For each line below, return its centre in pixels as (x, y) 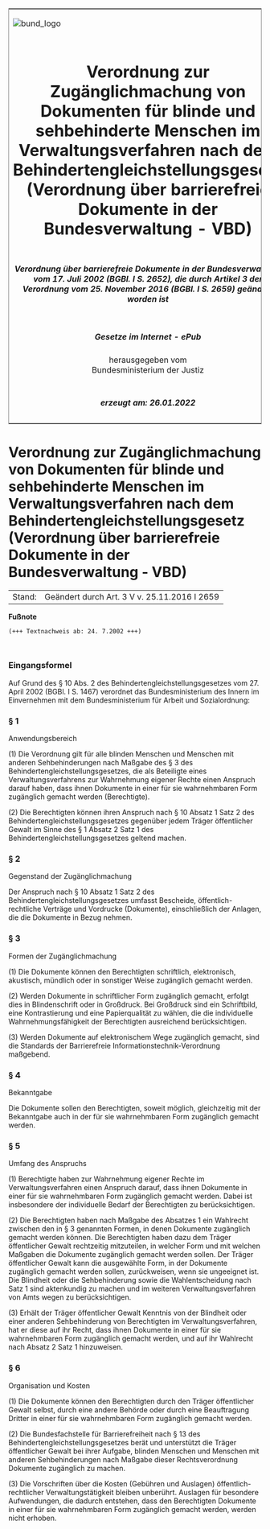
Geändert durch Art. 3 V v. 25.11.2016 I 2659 (132, 596)
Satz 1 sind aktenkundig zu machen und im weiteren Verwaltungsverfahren (132, 1289)
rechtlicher (26, 1492)
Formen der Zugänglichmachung (63, 956)
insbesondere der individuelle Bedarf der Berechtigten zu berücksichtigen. (132, 1205)
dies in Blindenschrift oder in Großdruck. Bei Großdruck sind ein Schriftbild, (133, 1004)
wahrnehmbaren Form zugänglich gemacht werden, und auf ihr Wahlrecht (131, 1338)
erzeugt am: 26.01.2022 (148, 402)
